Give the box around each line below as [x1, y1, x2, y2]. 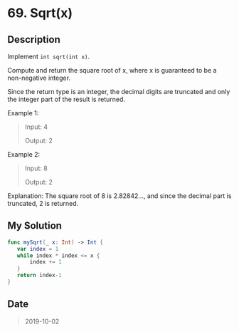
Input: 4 [24, 123, 48, 131]
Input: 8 [24, 164, 48, 172]
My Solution [7, 219, 63, 232]
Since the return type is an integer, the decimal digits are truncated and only [7, 88, 230, 95]
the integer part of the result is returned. [7, 95, 126, 103]
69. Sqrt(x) [7, 5, 73, 21]
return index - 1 [16, 272, 62, 279]
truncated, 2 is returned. [7, 199, 79, 207]
